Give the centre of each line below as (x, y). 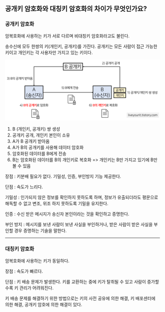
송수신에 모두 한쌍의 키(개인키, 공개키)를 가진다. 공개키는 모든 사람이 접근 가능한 (81, 46)
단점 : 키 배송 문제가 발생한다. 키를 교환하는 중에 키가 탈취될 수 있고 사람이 (76, 281)
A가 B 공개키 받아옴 (31, 141)
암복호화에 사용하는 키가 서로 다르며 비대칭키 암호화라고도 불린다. (68, 35)
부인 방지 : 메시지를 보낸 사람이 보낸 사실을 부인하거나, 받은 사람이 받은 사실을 (79, 224)
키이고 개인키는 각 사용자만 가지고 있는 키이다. (49, 52)
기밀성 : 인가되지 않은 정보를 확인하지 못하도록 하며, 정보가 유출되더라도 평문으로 (82, 197)
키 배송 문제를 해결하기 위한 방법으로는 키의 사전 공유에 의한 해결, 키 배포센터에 (80, 298)
